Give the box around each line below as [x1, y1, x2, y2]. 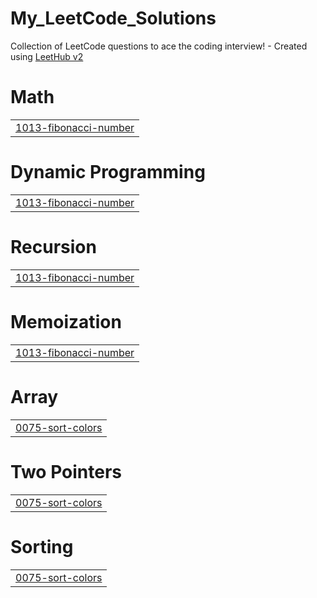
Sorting [10, 535, 74, 558]
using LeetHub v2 [10, 50, 84, 62]
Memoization [10, 310, 122, 333]
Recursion [10, 236, 97, 258]
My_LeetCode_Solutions [10, 7, 217, 30]
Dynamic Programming [10, 161, 206, 184]
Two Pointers [10, 460, 123, 483]
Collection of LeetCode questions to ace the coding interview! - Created [10, 40, 308, 52]
